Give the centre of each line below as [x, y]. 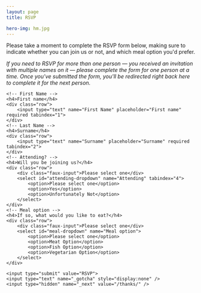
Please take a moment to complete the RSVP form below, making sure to [96, 45]
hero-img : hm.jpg [28, 28]
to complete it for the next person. [48, 83]
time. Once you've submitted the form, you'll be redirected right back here [98, 77]
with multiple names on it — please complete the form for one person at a [98, 70]
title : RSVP [21, 18]
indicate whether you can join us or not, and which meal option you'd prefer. [101, 52]
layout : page [23, 12]
